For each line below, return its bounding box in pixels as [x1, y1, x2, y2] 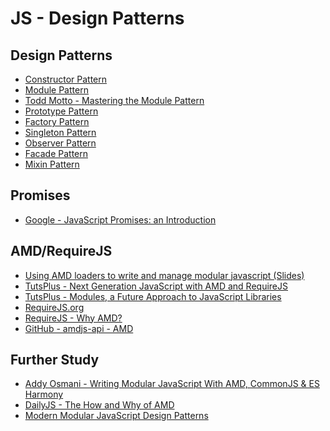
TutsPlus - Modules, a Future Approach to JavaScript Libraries [24, 290, 282, 302]
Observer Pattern [24, 137, 97, 149]
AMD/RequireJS [10, 243, 113, 260]
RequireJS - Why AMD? [24, 312, 123, 324]
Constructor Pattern [24, 73, 108, 85]
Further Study [10, 352, 100, 369]
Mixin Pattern [24, 158, 80, 170]
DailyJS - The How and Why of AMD [24, 399, 175, 411]
